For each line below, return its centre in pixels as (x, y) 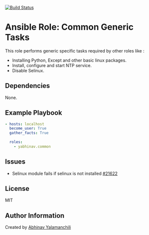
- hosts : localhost (25, 124)
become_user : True (28, 129)
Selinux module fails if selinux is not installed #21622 (65, 173)
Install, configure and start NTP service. (52, 65)
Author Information (35, 215)
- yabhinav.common (32, 146)
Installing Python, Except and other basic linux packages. (69, 60)
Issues (15, 162)
